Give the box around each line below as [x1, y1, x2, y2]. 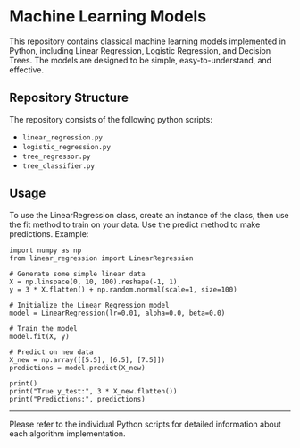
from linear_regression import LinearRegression [9, 253, 194, 263]
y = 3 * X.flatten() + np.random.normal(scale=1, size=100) [9, 284, 238, 294]
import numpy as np [9, 246, 82, 255]
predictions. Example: [9, 228, 89, 239]
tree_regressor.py [21, 152, 91, 161]
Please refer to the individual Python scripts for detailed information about [9, 418, 281, 429]
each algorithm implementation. [9, 427, 127, 439]
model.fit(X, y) [9, 332, 70, 341]
